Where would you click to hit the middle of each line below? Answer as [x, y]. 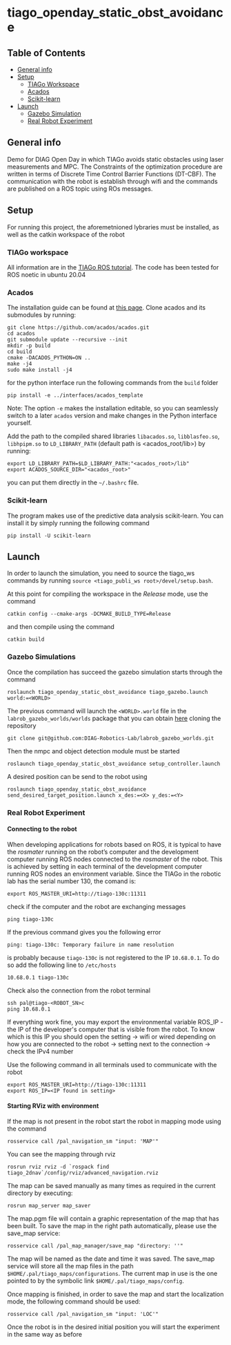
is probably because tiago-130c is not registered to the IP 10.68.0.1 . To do [113, 957]
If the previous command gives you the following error [84, 932]
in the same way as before [45, 1334]
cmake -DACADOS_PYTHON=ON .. [49, 358]
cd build [20, 352]
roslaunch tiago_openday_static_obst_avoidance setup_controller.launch [114, 764]
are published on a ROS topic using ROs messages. [80, 189]
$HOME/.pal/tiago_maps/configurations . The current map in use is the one [112, 1273]
